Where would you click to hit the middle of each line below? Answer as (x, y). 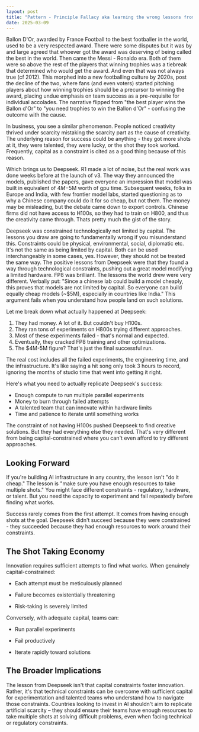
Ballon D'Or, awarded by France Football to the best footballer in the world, (97, 40)
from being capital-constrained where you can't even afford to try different (97, 438)
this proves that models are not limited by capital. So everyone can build (94, 288)
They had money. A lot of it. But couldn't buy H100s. (78, 323)
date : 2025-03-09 (28, 22)
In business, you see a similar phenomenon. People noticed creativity (91, 126)
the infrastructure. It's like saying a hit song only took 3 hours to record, (94, 366)
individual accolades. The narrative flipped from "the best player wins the (96, 102)
